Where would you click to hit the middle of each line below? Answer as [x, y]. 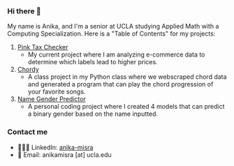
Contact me [28, 132]
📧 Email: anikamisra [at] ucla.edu [64, 154]
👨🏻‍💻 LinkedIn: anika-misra [55, 147]
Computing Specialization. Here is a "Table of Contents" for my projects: [111, 33]
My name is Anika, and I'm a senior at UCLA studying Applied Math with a [113, 27]
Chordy [28, 70]
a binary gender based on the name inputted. [93, 114]
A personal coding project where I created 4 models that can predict [126, 107]
